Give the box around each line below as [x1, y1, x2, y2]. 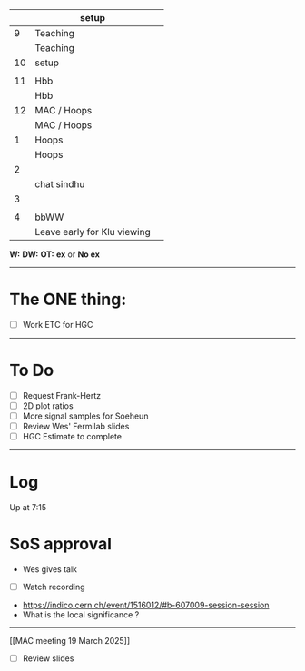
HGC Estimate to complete [22, 431, 123, 442]
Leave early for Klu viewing [34, 226, 152, 238]
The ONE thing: [9, 290, 127, 310]
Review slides [22, 653, 74, 664]
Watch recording [22, 581, 85, 593]
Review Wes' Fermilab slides [22, 421, 130, 432]
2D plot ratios [22, 400, 74, 411]
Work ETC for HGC [22, 319, 93, 330]
